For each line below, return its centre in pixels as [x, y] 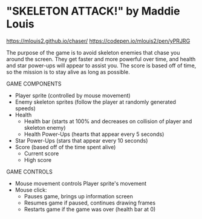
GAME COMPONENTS [34, 84]
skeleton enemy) [45, 127]
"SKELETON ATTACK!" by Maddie [93, 11]
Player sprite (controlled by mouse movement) [73, 95]
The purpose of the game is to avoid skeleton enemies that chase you [93, 52]
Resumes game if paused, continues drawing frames [90, 203]
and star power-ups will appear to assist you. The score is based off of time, [101, 66]
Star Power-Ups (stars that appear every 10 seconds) [81, 140]
